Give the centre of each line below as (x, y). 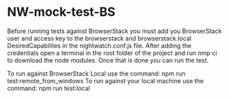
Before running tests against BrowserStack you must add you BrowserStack (115, 31)
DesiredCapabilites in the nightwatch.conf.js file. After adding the (99, 45)
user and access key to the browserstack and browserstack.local (99, 38)
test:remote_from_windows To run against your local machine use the (106, 80)
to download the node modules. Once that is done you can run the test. (108, 60)
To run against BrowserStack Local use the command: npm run (96, 74)
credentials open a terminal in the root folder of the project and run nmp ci (112, 53)
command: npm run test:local (49, 88)
